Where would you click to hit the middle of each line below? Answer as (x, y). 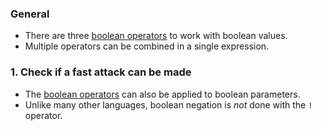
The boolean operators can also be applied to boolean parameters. (162, 94)
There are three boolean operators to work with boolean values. (156, 36)
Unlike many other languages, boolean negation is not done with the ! (168, 104)
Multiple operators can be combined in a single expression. (147, 46)
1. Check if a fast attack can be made (101, 72)
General (30, 14)
